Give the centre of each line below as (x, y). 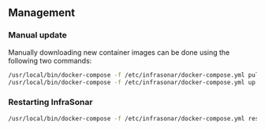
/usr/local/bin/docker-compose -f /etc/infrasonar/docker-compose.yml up (132, 82)
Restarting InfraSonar (50, 103)
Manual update (37, 35)
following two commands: (50, 60)
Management (42, 13)
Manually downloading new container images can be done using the (119, 52)
